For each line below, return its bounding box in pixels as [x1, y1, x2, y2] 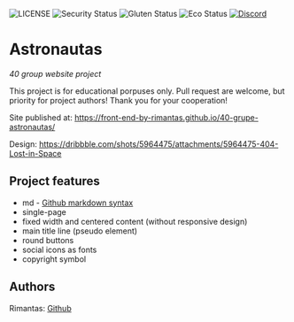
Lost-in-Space [9, 148, 62, 158]
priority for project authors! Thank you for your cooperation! [9, 95, 228, 105]
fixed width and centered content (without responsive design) [21, 216, 248, 226]
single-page [21, 206, 66, 217]
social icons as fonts [21, 244, 97, 255]
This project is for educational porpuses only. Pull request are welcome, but [9, 85, 285, 96]
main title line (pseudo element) [21, 226, 138, 236]
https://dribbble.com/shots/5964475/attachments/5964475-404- [38, 138, 279, 149]
